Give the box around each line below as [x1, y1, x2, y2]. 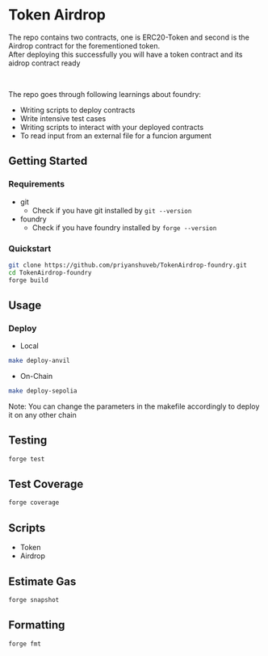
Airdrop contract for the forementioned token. [8, 40, 160, 50]
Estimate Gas [8, 574, 77, 588]
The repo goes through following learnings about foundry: [8, 89, 202, 99]
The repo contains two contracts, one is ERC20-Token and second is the [8, 32, 250, 42]
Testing [8, 434, 48, 448]
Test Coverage [8, 477, 84, 491]
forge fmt [8, 640, 42, 648]
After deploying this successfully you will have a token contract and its [8, 49, 243, 59]
